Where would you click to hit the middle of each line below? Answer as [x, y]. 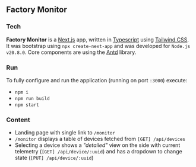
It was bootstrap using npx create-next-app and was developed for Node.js [98, 46]
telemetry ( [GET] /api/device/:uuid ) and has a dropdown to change [98, 152]
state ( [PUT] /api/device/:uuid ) [54, 158]
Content [18, 120]
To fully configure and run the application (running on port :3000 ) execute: [97, 80]
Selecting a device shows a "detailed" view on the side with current [97, 145]
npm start [27, 105]
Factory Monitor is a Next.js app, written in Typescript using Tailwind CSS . [97, 39]
